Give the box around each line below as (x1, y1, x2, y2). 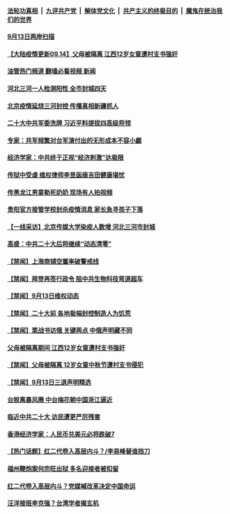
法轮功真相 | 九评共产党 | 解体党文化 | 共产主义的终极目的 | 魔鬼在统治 (7, 6, 217, 15)
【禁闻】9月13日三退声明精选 (7, 378, 92, 387)
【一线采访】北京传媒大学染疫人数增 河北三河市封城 (7, 222, 155, 230)
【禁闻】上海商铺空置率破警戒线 (7, 257, 99, 265)
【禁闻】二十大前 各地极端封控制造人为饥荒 (7, 309, 131, 317)
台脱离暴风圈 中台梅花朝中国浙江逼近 (7, 395, 113, 404)
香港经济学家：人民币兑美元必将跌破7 (7, 429, 115, 438)
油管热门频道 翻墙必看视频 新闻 (7, 67, 96, 75)
